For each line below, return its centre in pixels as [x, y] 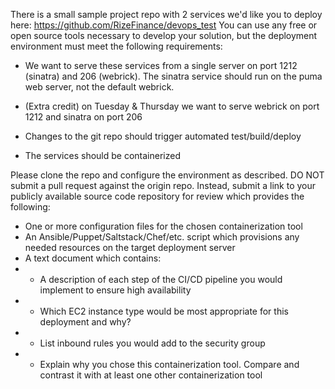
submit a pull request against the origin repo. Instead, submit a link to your [163, 185]
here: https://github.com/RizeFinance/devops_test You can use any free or [164, 25]
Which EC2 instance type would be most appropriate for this [164, 311]
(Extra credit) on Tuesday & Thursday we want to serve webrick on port [172, 106]
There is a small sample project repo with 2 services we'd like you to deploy [166, 14]
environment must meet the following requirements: [116, 46]
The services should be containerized [102, 155]
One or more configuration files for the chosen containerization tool [163, 226]
